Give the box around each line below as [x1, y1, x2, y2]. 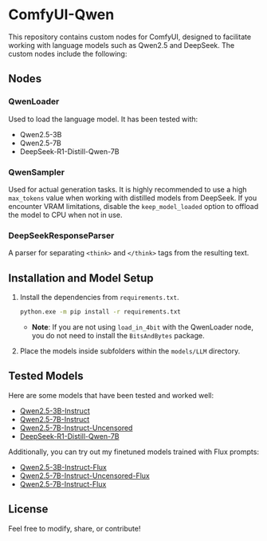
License [8, 503, 49, 516]
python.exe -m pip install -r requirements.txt [19, 308, 181, 316]
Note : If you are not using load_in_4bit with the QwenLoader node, [31, 322, 253, 332]
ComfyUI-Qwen [8, 6, 115, 24]
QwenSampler [8, 166, 65, 177]
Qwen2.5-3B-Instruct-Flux [19, 462, 108, 472]
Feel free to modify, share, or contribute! [8, 523, 141, 533]
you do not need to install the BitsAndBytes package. [31, 330, 205, 340]
